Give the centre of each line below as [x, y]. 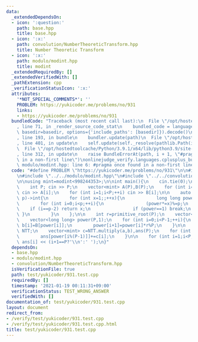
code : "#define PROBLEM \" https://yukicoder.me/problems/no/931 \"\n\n [100, 171]
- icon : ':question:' [38, 22]
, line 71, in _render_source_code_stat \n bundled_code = [93, 127]
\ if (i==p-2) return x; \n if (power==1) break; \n [104, 209]
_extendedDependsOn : [37, 17]
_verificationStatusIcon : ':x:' [51, 88]
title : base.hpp [37, 34]
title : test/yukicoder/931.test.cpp [51, 330]
